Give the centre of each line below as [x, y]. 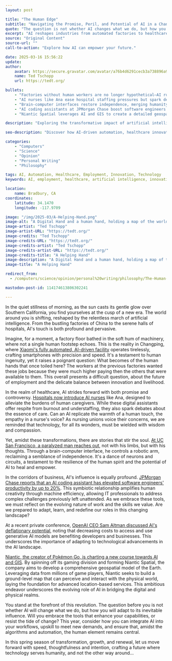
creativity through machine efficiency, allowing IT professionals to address [84, 493]
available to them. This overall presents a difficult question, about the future [85, 376]
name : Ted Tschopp [34, 76]
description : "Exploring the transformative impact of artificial [78, 123]
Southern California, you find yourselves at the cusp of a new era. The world [86, 312]
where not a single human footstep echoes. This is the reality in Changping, [85, 344]
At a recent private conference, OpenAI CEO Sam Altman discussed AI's [81, 525]
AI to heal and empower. [31, 467]
